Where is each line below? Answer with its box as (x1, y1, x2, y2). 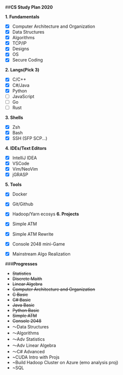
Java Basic (12, 302, 35, 308)
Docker (12, 191, 28, 197)
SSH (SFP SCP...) (12, 135, 48, 141)
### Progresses (5, 260, 38, 267)
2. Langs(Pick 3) (5, 67, 40, 73)
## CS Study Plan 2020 (5, 4, 53, 10)
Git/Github (12, 201, 34, 207)
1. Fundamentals (5, 14, 40, 19)
